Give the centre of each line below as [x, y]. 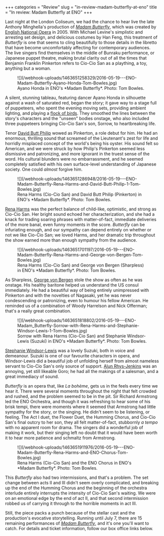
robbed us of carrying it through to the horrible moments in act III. [71, 503]
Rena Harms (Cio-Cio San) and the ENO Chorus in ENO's [74, 463]
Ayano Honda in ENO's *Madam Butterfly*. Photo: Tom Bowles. [81, 88]
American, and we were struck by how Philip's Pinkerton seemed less [75, 149]
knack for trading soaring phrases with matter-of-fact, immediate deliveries [81, 219]
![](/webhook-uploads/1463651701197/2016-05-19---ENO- [76, 249]
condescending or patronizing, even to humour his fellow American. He [77, 300]
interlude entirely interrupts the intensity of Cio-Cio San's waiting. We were [81, 493]
